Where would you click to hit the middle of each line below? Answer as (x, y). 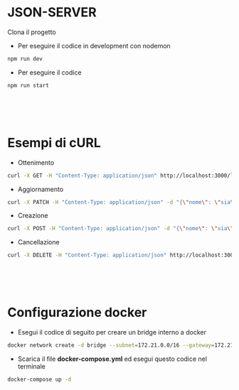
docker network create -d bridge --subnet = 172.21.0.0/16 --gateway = (111, 345)
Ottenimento (36, 162)
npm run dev (25, 59)
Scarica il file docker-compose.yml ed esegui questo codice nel (112, 359)
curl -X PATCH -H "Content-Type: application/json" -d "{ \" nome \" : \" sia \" (122, 202)
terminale (32, 366)
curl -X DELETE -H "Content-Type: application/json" (87, 255)
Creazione (33, 216)
